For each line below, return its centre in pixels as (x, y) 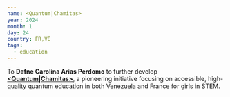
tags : (15, 45)
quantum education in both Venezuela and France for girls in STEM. (124, 86)
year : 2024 (23, 20)
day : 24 (18, 33)
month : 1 (20, 26)
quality (17, 86)
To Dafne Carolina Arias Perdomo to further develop (82, 71)
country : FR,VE (29, 39)
